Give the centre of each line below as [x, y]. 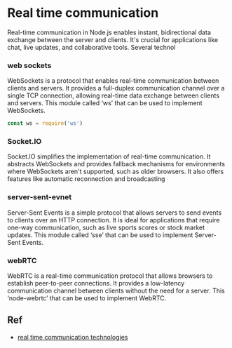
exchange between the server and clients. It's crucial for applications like [113, 39]
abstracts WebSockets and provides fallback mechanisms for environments [116, 164]
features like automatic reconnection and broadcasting [86, 179]
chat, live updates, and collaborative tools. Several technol [91, 47]
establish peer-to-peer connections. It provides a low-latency [96, 283]
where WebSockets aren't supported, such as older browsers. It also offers [116, 172]
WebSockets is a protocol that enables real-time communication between [113, 81]
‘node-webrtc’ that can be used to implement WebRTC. [87, 298]
